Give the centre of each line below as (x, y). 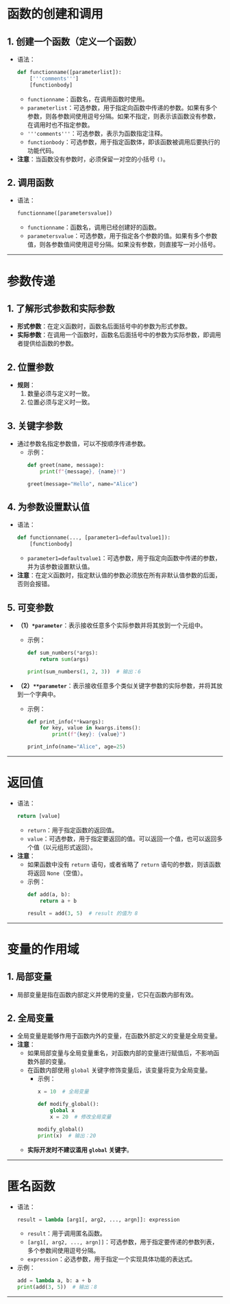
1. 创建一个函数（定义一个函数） (75, 41)
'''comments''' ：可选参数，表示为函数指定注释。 (97, 133)
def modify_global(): (68, 1104)
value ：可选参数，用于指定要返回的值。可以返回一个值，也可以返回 (122, 838)
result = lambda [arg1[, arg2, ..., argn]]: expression (98, 1220)
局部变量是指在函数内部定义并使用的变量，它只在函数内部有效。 (107, 994)
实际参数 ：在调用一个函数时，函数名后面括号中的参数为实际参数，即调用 (119, 335)
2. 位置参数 (30, 367)
